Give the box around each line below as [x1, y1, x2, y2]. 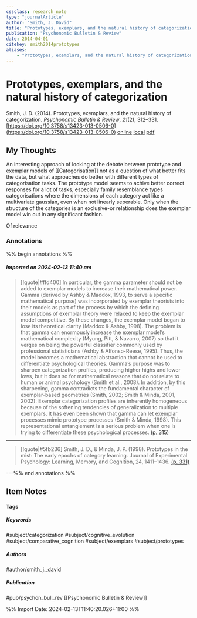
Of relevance [6, 222, 38, 229]
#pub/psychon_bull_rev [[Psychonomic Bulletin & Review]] [6, 594, 148, 601]
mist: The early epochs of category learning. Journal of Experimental [20, 452, 188, 459]
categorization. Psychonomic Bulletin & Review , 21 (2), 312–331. [6, 116, 158, 123]
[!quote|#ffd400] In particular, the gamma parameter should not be [20, 279, 182, 286]
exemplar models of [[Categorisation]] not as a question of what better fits [6, 167, 186, 174]
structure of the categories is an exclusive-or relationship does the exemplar [6, 205, 191, 212]
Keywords [6, 516, 32, 523]
